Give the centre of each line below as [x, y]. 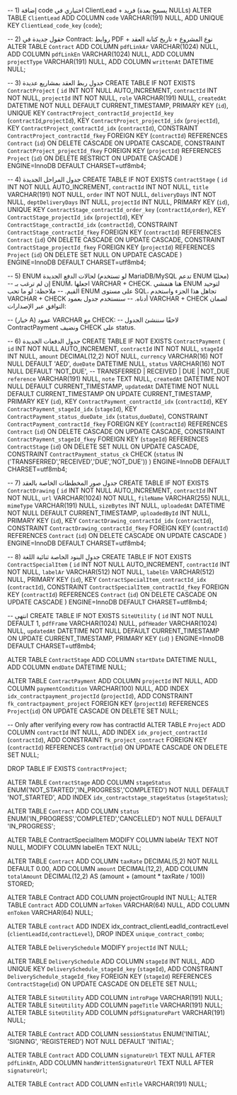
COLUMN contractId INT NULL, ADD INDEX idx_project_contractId [107, 732]
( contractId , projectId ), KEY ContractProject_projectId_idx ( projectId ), [114, 120]
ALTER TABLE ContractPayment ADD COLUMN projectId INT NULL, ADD [112, 681]
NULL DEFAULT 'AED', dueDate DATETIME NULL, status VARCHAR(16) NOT [116, 364]
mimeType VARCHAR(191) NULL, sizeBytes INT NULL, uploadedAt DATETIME [116, 505]
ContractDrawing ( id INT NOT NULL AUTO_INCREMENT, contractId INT [112, 490]
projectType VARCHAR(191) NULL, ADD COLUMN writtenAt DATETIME [111, 62]
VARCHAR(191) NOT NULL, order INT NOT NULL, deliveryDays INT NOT [112, 195]
